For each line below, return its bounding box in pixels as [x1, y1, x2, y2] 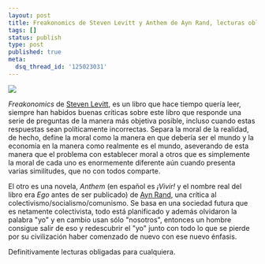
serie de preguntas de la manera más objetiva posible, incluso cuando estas [8, 116, 256, 125]
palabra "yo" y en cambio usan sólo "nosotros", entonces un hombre [8, 214, 232, 225]
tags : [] [8, 26, 37, 34]
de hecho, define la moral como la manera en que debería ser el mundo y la [8, 132, 254, 142]
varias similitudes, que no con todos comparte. [8, 166, 161, 176]
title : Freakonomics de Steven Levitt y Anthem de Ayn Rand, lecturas [8, 19, 245, 27]
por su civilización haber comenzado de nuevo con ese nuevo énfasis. [8, 232, 237, 241]
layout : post [8, 11, 51, 20]
